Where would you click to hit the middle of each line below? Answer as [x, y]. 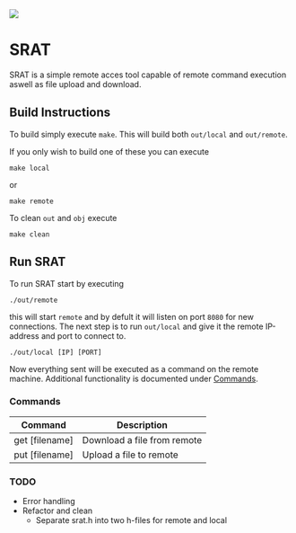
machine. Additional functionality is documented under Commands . [134, 378]
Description [142, 424]
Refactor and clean [57, 511]
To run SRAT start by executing [66, 283]
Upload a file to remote [131, 455]
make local [30, 168]
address [24, 335]
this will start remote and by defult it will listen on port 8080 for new [131, 316]
